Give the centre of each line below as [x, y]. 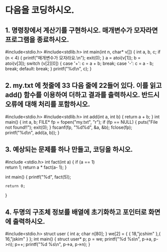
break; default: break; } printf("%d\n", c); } [48, 69]
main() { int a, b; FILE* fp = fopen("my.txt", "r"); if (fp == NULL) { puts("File [82, 122]
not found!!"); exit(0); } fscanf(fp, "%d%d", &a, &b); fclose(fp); [69, 127]
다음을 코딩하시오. [40, 10]
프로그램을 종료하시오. [37, 40]
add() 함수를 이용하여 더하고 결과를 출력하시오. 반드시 [83, 95]
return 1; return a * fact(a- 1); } [36, 167]
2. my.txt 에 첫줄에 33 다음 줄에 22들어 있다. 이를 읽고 [83, 86]
